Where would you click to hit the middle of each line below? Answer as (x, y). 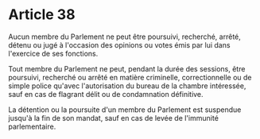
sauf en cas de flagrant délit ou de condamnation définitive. (106, 94)
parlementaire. (32, 126)
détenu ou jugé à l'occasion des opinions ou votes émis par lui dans (119, 44)
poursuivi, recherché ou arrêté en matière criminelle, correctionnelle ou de (130, 77)
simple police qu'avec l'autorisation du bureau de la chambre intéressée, (127, 86)
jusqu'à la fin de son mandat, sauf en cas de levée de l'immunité (113, 118)
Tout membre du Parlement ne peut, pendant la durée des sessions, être (127, 68)
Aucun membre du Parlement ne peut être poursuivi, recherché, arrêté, (124, 37)
